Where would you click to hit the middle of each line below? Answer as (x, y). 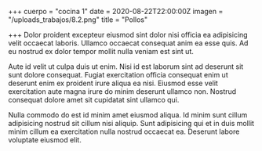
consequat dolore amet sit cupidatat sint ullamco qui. (94, 100)
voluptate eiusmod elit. (45, 140)
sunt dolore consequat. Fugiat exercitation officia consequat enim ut (118, 75)
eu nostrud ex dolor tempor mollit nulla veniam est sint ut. (101, 51)
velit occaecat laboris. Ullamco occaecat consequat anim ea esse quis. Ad (128, 43)
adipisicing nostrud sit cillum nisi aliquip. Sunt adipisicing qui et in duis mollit (131, 123)
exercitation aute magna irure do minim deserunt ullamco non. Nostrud (122, 92)
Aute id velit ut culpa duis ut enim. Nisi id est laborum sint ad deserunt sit (126, 67)
